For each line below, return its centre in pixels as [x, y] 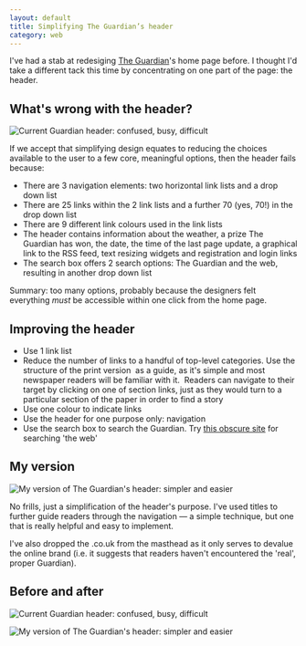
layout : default [40, 18]
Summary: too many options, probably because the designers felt [133, 291]
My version [42, 467]
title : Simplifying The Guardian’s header [91, 26]
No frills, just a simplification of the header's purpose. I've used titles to [144, 506]
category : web [37, 35]
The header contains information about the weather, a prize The [143, 234]
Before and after [57, 592]
